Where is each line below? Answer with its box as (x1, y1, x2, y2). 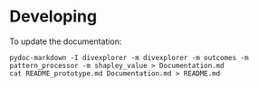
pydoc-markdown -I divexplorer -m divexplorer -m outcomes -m (9, 53, 249, 62)
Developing (9, 6, 98, 27)
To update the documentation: (9, 36, 122, 47)
